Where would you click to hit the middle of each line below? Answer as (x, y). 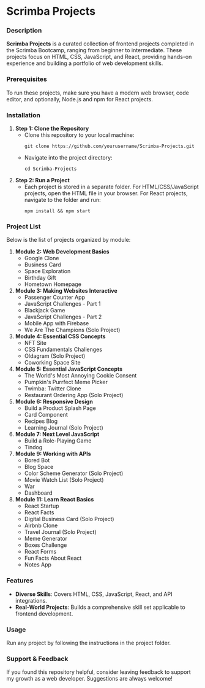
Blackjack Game (45, 311)
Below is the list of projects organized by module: (69, 240)
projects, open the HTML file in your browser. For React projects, (106, 193)
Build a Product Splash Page (60, 408)
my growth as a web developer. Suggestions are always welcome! (89, 679)
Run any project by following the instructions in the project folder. (89, 643)
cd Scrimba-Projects (50, 169)
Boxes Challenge (46, 545)
